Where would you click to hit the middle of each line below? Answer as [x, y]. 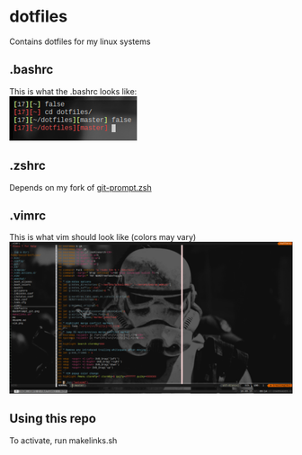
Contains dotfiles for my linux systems [80, 41]
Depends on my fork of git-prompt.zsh [81, 187]
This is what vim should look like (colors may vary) [103, 237]
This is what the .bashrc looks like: [73, 91]
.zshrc [28, 166]
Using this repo [53, 419]
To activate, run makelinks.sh [63, 440]
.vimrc [28, 215]
